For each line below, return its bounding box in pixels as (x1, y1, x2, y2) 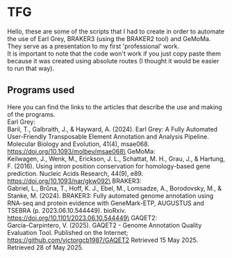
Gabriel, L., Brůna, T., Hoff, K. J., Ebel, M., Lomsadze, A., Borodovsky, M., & (7, 184, 222, 192)
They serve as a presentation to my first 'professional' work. (7, 42, 179, 50)
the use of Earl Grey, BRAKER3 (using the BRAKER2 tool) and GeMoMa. (7, 34, 211, 42)
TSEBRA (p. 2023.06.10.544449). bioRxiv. (7, 206, 126, 214)
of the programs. (7, 110, 56, 118)
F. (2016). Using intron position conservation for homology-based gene (7, 161, 210, 170)
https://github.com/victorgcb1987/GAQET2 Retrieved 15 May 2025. (7, 236, 199, 244)
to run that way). (7, 64, 54, 72)
